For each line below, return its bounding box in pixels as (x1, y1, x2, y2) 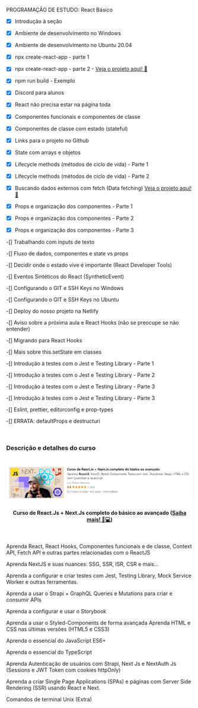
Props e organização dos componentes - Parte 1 (14, 203, 133, 210)
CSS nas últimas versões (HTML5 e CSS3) (6, 625, 110, 633)
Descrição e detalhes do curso (6, 444, 96, 452)
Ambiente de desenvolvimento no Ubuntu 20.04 (14, 42, 132, 49)
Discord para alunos (14, 89, 64, 96)
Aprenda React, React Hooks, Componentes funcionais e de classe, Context (6, 543, 192, 550)
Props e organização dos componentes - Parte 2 (14, 215, 134, 222)
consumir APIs (6, 596, 41, 603)
